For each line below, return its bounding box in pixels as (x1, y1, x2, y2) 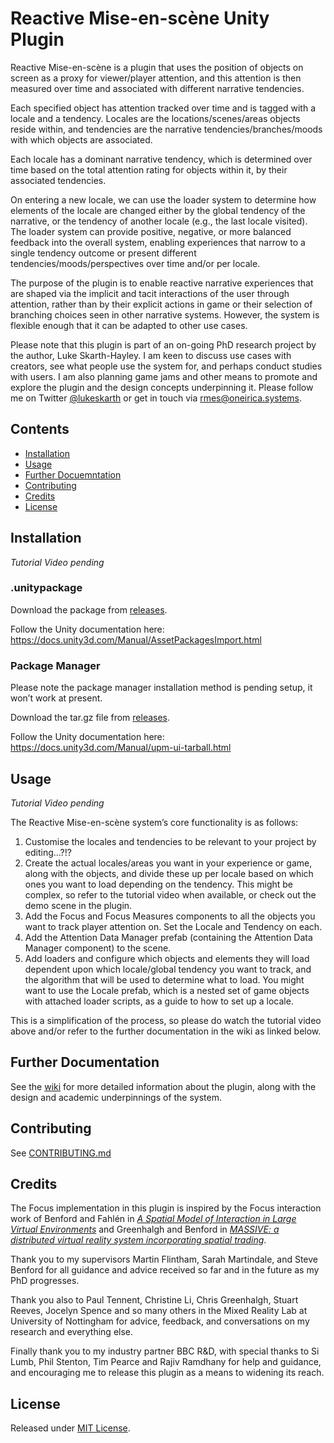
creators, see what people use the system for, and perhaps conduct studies (10, 360, 323, 372)
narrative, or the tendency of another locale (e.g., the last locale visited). (10, 215, 308, 227)
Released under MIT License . (10, 1422, 131, 1434)
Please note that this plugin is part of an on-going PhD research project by (10, 338, 317, 351)
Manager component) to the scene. (24, 942, 172, 954)
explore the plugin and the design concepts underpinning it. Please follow (10, 381, 314, 393)
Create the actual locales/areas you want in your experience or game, (24, 857, 313, 869)
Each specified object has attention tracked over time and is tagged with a (10, 102, 317, 114)
